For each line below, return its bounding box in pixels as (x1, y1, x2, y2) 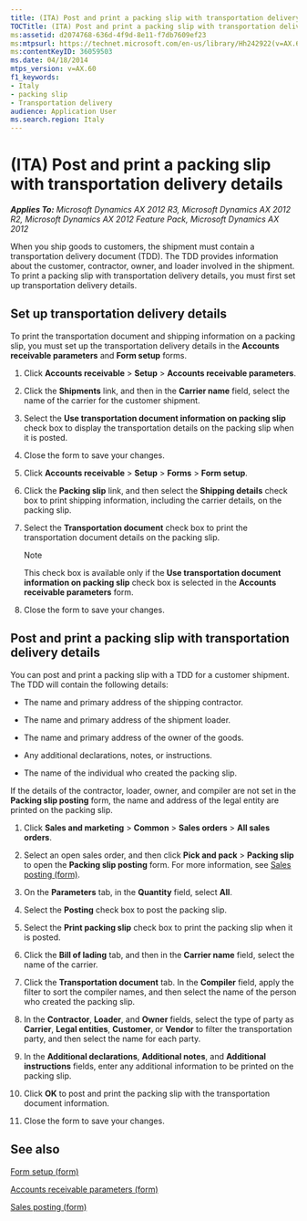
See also (10, 1142, 60, 1157)
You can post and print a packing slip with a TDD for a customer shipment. (10, 669, 290, 680)
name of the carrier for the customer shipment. (23, 394, 200, 406)
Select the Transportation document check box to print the (23, 522, 249, 533)
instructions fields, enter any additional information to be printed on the (23, 1060, 294, 1071)
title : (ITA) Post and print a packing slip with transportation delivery (10, 13, 301, 23)
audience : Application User (10, 107, 118, 116)
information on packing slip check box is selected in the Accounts (23, 577, 277, 588)
